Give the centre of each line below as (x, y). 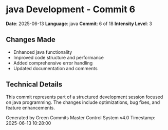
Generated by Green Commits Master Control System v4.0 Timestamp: (81, 117)
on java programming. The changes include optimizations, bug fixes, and (83, 102)
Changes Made (31, 40)
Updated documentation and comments (55, 68)
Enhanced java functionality (43, 52)
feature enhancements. (31, 107)
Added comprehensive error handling (53, 63)
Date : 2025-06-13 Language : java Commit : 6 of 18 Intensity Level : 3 (79, 24)
